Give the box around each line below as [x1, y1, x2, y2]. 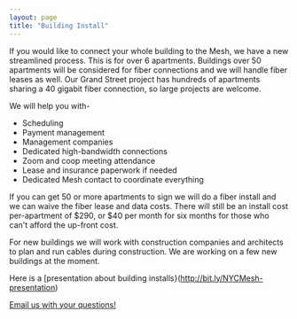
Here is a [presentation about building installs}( [9, 272, 181, 284]
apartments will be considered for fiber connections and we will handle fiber [9, 64, 288, 75]
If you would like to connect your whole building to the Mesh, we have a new [9, 45, 289, 56]
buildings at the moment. [9, 255, 100, 266]
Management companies [21, 136, 113, 147]
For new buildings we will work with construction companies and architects [9, 237, 284, 247]
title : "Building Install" [9, 21, 109, 30]
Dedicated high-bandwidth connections [21, 145, 168, 156]
